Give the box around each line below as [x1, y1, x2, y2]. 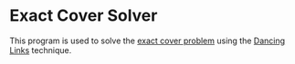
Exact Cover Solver [9, 5, 158, 26]
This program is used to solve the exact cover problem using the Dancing [9, 35, 286, 46]
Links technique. [9, 44, 72, 55]
